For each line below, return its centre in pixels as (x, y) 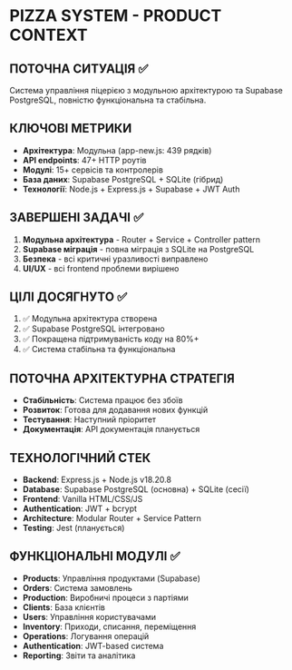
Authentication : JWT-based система (93, 645)
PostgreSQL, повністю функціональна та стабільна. (108, 100)
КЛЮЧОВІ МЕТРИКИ (71, 128)
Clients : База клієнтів (64, 607)
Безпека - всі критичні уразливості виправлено (115, 259)
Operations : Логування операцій (86, 636)
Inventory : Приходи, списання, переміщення (109, 626)
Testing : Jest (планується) (73, 528)
